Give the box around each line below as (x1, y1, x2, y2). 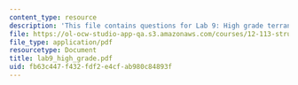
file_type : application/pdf (9, 37, 114, 47)
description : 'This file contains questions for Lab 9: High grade (9, 21, 264, 30)
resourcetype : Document (9, 46, 98, 55)
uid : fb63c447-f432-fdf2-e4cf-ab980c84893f (9, 63, 173, 72)
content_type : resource (9, 12, 98, 22)
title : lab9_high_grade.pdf (9, 54, 114, 63)
